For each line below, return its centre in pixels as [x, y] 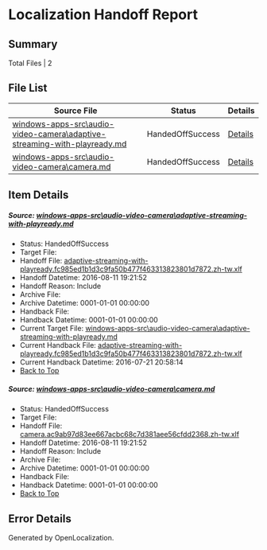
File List [28, 88]
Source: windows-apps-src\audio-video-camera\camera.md [112, 388]
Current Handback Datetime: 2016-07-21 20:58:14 [101, 362]
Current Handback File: [58, 345]
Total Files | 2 [30, 63]
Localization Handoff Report [103, 15]
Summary [33, 44]
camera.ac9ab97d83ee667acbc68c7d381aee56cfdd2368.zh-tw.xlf [130, 435]
